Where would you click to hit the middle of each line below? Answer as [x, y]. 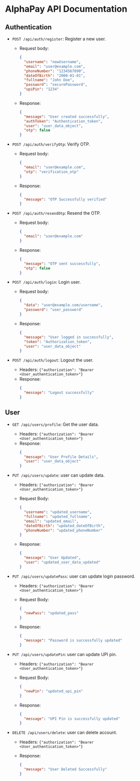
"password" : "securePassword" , [56, 85]
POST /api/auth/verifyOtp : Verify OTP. [51, 144]
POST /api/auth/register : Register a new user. [59, 39]
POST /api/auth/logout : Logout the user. [53, 360]
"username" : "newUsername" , [52, 62]
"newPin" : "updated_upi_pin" [53, 691]
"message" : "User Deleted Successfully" [65, 769]
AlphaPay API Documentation [66, 9]
